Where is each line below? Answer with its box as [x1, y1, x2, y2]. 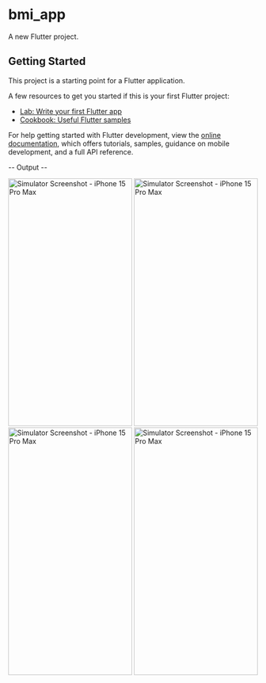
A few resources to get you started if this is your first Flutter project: [8, 91, 230, 101]
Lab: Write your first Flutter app [19, 106, 123, 116]
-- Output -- [8, 162, 47, 172]
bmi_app [8, 6, 66, 24]
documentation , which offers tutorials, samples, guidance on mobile [8, 139, 230, 148]
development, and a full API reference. [8, 147, 134, 156]
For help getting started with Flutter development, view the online [8, 130, 222, 139]
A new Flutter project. [8, 32, 79, 41]
